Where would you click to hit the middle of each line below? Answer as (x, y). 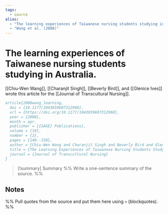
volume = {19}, (25, 131)
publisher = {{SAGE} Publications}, (48, 126)
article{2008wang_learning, (34, 103)
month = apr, (23, 122)
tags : (11, 10)
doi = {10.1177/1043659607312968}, (47, 108)
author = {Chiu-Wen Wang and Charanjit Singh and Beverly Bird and (81, 145)
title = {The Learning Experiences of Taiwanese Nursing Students (80, 149)
